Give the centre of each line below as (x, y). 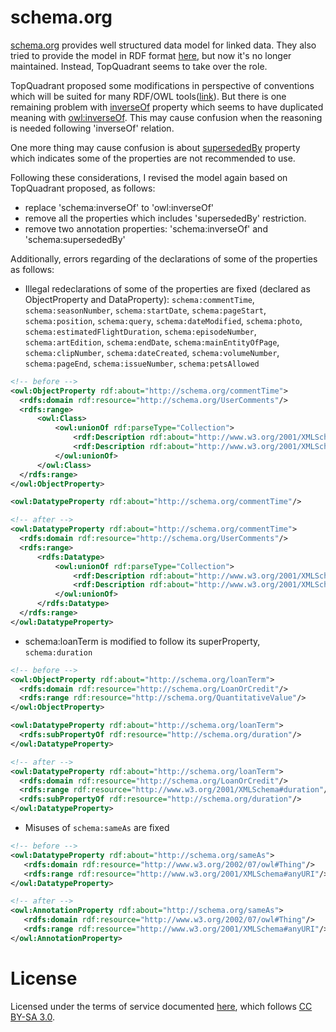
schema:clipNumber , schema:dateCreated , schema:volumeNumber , (152, 352)
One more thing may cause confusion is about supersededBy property (155, 147)
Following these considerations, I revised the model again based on (149, 177)
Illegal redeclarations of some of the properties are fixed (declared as (167, 288)
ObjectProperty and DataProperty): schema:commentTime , (139, 299)
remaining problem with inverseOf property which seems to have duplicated (167, 107)
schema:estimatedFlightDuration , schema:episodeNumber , (140, 331)
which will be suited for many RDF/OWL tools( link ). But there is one (148, 96)
